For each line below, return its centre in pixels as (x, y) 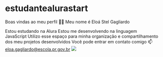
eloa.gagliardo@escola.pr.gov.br (38, 49)
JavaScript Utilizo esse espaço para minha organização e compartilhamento (82, 36)
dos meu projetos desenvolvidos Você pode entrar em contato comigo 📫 (79, 42)
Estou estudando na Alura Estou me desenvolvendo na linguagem (71, 31)
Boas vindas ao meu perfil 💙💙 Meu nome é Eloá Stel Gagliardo (68, 22)
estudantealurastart (47, 8)
